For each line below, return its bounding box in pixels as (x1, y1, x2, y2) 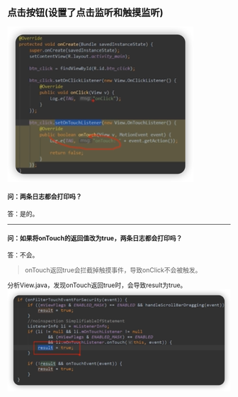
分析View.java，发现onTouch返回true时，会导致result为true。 (7, 281, 187, 289)
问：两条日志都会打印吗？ (7, 192, 82, 201)
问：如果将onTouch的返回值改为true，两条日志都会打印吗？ (7, 233, 183, 242)
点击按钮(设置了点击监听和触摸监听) (7, 6, 164, 19)
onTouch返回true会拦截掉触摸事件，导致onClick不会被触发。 (24, 266, 202, 274)
